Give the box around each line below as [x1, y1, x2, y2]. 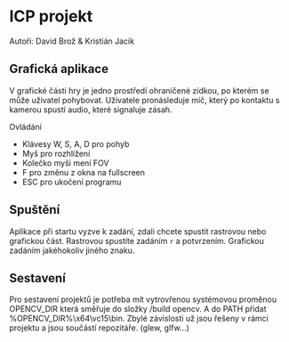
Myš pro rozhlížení [21, 148, 91, 159]
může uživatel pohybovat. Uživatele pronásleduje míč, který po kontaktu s [9, 94, 280, 105]
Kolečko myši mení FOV [21, 158, 109, 168]
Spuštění [9, 202, 60, 217]
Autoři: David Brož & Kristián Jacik [9, 36, 135, 46]
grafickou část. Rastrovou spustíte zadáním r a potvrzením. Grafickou [9, 235, 265, 246]
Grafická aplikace [9, 61, 109, 77]
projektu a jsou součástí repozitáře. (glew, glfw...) [9, 322, 189, 333]
